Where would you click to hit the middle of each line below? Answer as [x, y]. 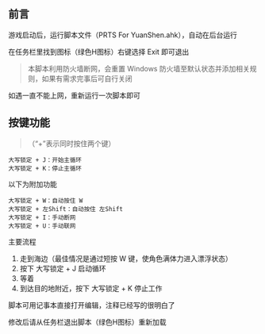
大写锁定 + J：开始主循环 [45, 160]
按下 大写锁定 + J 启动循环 [63, 268]
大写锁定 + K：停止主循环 [45, 168]
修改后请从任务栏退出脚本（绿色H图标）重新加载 [87, 322]
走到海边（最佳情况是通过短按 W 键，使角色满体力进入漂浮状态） [126, 258]
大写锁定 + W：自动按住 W [46, 201]
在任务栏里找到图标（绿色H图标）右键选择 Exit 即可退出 [99, 52]
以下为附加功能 [33, 184]
